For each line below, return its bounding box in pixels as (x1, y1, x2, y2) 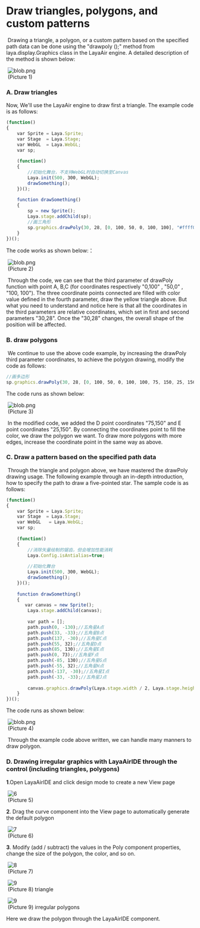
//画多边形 (6, 374, 30, 380)
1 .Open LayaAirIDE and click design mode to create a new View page (6, 778, 176, 786)
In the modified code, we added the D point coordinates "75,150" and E (7, 419, 182, 427)
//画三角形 (27, 219, 51, 225)
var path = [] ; (27, 619, 65, 625)
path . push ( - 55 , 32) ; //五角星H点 (27, 663, 104, 669)
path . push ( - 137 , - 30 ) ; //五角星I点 (27, 668, 110, 675)
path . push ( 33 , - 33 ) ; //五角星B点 (27, 629, 104, 636)
